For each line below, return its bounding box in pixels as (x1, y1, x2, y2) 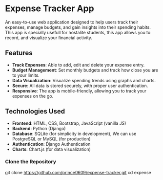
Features (5, 49, 33, 57)
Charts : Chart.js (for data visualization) (12, 146, 91, 152)
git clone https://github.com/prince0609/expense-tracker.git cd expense (5, 169, 151, 175)
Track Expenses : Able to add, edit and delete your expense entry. (12, 62, 145, 67)
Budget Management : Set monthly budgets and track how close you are (12, 67, 159, 73)
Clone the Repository (5, 158, 57, 165)
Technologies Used (5, 107, 65, 115)
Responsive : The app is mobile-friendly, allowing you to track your (12, 88, 146, 93)
